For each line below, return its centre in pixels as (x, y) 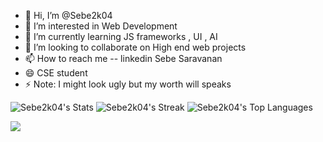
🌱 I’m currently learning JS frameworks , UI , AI (121, 36)
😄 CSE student (56, 73)
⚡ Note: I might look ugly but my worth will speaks (128, 84)
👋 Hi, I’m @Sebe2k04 (68, 15)
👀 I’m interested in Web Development (101, 26)
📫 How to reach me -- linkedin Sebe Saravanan (123, 58)
